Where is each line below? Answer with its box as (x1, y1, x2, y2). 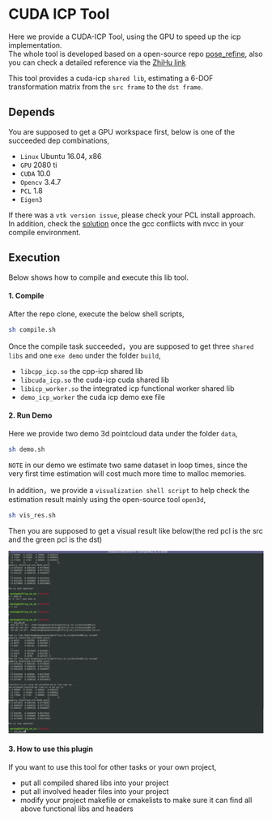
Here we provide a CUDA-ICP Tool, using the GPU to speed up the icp (8, 32, 241, 41)
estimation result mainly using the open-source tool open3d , (8, 494, 206, 504)
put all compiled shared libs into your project (19, 778, 169, 788)
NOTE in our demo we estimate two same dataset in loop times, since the (8, 460, 249, 470)
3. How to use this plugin (8, 744, 93, 754)
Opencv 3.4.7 (19, 177, 62, 187)
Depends (8, 105, 55, 119)
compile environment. (8, 227, 81, 237)
